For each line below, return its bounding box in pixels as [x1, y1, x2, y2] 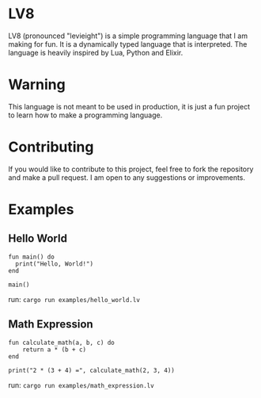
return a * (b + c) [22, 346, 87, 354]
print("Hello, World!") [15, 259, 93, 268]
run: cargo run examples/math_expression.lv [8, 380, 154, 389]
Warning [8, 76, 66, 94]
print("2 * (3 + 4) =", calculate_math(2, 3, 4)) [8, 366, 176, 374]
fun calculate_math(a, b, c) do [8, 339, 115, 346]
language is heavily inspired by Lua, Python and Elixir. [8, 48, 183, 57]
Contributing [8, 138, 94, 156]
